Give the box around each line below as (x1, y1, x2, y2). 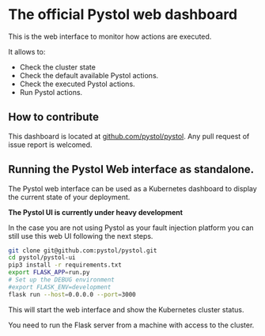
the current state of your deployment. (8, 192, 131, 202)
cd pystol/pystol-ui (8, 254, 77, 262)
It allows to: (8, 47, 46, 56)
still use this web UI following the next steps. (8, 231, 153, 240)
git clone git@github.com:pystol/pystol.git (8, 247, 157, 255)
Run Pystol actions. (19, 87, 83, 96)
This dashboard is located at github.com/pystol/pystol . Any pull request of (8, 131, 250, 141)
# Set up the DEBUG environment (8, 276, 115, 284)
